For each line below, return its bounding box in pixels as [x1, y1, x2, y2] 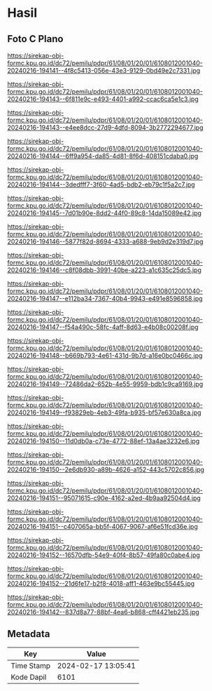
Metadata [7, 628, 50, 640]
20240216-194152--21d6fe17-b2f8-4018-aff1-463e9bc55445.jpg [7, 579, 195, 587]
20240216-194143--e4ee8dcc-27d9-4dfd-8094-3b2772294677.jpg [7, 123, 204, 131]
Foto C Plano [7, 33, 64, 45]
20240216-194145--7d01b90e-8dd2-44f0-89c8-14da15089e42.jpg [7, 209, 202, 217]
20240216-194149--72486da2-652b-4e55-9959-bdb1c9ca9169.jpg [7, 380, 204, 388]
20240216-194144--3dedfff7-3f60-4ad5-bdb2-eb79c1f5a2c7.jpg [7, 180, 195, 189]
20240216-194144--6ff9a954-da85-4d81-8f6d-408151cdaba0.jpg [7, 152, 199, 160]
